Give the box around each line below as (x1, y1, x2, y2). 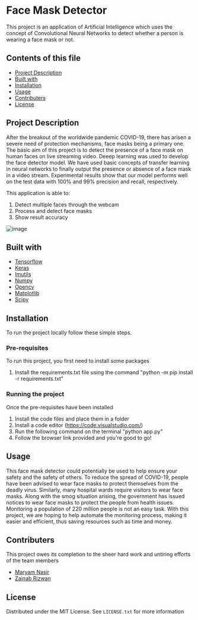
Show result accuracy (14, 214, 68, 221)
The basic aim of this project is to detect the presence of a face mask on (6, 146, 184, 154)
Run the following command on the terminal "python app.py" (14, 428, 163, 435)
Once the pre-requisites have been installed (6, 403, 114, 411)
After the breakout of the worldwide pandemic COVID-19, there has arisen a (6, 133, 191, 140)
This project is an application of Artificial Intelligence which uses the (6, 23, 173, 30)
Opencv (14, 283, 34, 290)
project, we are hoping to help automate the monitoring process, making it (6, 511, 187, 518)
